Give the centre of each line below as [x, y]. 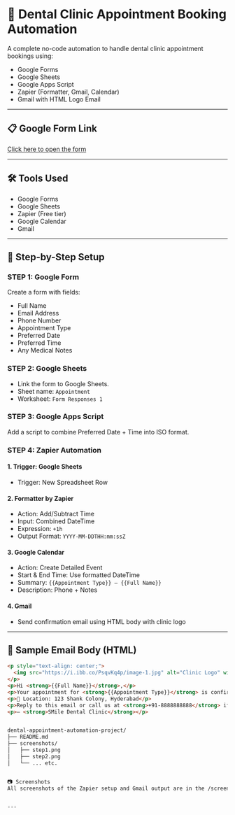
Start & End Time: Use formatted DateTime [78, 575]
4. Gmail [20, 606]
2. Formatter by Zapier [41, 498]
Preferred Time [39, 343]
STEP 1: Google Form [43, 277]
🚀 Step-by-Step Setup [56, 257]
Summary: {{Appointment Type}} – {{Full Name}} [90, 583]
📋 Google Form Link [52, 129]
